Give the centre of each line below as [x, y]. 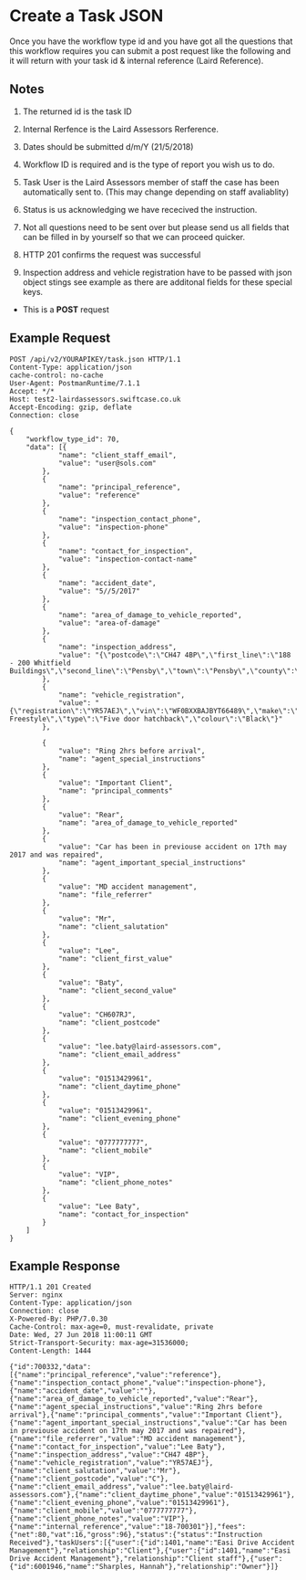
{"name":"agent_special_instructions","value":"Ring [112, 1407]
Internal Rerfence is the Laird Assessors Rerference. [120, 129]
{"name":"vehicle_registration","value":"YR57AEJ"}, [112, 1463]
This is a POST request [66, 309]
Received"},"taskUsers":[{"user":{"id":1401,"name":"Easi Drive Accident [153, 1543]
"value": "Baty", [91, 983]
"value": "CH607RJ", [97, 1015]
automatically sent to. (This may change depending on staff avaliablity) [156, 192]
